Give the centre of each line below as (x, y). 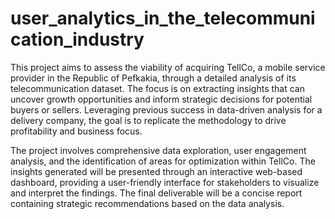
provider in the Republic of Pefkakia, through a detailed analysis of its (153, 78)
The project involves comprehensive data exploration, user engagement (158, 150)
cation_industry (77, 39)
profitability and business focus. (76, 131)
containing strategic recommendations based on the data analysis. (147, 203)
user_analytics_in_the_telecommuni (163, 18)
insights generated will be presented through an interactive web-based (156, 171)
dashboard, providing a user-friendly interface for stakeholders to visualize (165, 182)
